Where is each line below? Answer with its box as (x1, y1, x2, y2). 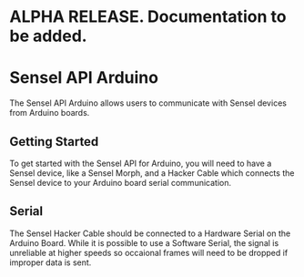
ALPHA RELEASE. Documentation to (9, 6, 287, 27)
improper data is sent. (9, 257, 92, 268)
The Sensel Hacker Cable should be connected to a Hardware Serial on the (9, 228, 291, 239)
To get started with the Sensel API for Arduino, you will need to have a (9, 158, 272, 169)
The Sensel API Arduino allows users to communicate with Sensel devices (9, 97, 287, 108)
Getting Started (9, 134, 99, 149)
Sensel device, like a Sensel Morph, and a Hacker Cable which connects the (9, 167, 295, 179)
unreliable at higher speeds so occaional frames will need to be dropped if (9, 247, 289, 258)
